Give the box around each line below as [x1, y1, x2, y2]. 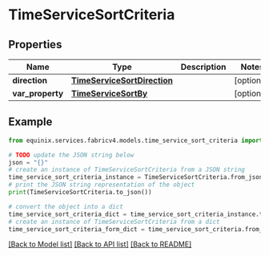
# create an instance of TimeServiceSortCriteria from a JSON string [8, 166, 246, 174]
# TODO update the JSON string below [8, 151, 134, 159]
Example [8, 115, 53, 129]
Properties [8, 38, 62, 51]
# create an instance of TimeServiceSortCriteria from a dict [8, 217, 220, 226]
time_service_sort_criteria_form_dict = [8, 225, 146, 234]
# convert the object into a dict [8, 202, 124, 210]
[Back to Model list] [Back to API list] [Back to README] [8, 239, 192, 250]
